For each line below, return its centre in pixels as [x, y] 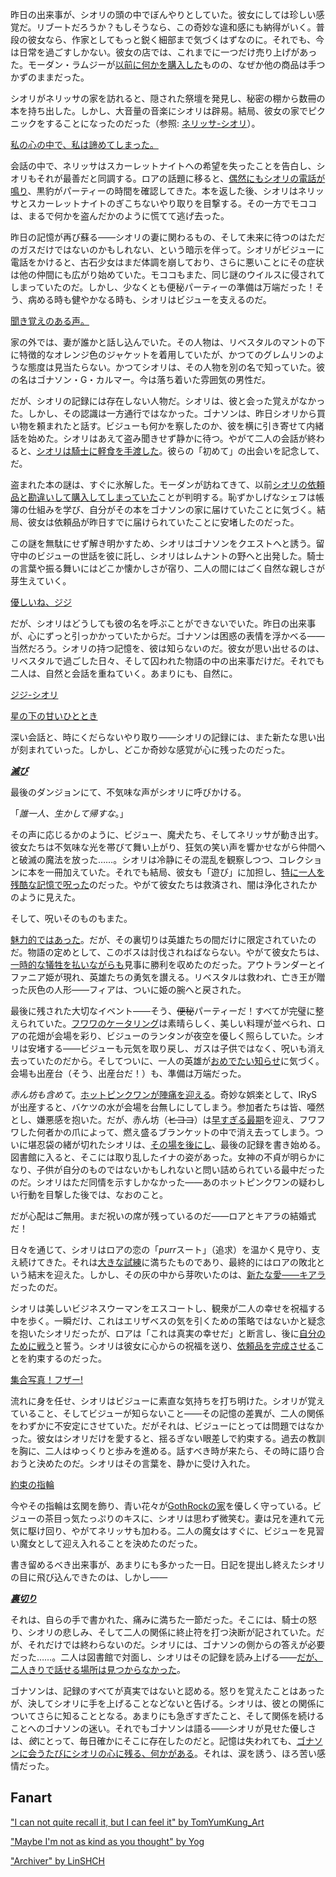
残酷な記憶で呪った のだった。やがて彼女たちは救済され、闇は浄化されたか [164, 884]
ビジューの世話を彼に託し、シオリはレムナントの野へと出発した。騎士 [180, 556]
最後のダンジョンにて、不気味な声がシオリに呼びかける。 [128, 792]
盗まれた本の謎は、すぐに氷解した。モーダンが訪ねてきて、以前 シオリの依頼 [167, 484]
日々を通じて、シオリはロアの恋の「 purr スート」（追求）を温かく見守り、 [161, 1249]
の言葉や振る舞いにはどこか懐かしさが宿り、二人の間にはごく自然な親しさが [168, 568]
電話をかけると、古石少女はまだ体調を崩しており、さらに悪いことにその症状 [167, 262]
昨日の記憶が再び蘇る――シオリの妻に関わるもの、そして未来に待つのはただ [168, 237]
